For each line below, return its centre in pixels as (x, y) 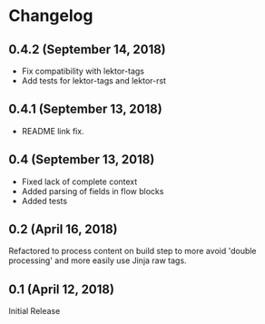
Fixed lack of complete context (79, 182)
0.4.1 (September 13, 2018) (85, 109)
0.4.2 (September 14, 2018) (88, 49)
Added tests (44, 201)
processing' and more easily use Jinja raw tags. (98, 260)
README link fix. (53, 131)
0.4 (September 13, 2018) (82, 160)
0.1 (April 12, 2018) (62, 289)
